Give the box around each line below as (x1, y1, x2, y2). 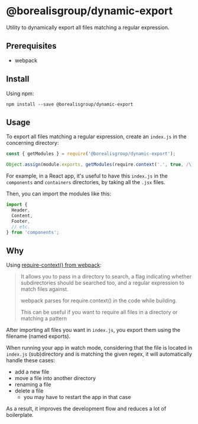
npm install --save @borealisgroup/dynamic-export (6, 101, 134, 107)
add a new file (14, 368, 50, 375)
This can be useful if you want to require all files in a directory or (20, 309, 178, 316)
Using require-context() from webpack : (6, 261, 102, 268)
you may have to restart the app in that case (23, 394, 131, 401)
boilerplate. (6, 412, 34, 419)
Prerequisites (6, 41, 57, 51)
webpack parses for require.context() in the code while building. (20, 297, 177, 304)
